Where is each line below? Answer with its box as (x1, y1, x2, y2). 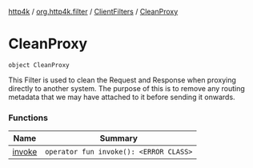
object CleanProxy (8, 61, 70, 69)
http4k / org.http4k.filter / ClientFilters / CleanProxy (8, 7, 179, 16)
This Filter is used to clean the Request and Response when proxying (8, 75, 236, 85)
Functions (8, 112, 48, 123)
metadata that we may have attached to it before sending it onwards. (8, 92, 235, 102)
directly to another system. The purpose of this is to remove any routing (8, 83, 246, 93)
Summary (99, 133, 139, 144)
